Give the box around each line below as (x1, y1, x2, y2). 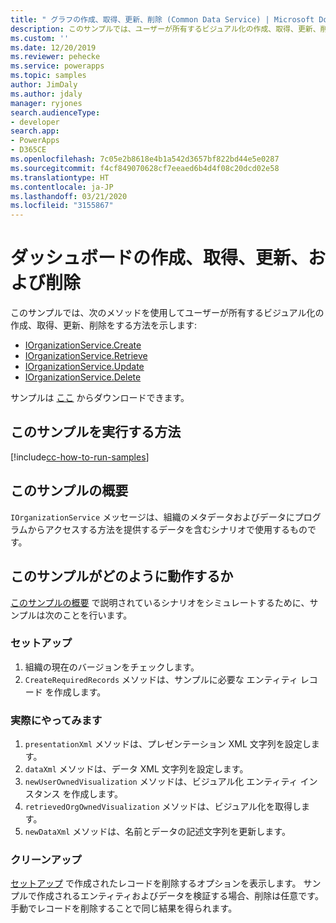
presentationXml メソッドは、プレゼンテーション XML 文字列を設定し (24, 738, 312, 750)
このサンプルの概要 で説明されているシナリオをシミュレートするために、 (10, 596, 310, 608)
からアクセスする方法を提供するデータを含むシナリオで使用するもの (27, 523, 308, 535)
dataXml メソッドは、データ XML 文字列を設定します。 (24, 763, 249, 775)
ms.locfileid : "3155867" (10, 201, 114, 211)
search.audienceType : (10, 107, 101, 118)
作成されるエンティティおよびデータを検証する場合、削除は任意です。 (36, 890, 324, 902)
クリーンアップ (10, 853, 82, 867)
